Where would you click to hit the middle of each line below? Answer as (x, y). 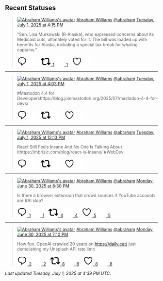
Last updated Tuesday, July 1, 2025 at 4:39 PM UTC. (58, 273)
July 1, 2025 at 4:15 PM (40, 25)
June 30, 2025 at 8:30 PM (43, 186)
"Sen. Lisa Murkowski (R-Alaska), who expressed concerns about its (85, 34)
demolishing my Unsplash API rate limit (56, 249)
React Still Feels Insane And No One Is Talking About (69, 147)
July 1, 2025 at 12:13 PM (41, 137)
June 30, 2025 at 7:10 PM (42, 234)
